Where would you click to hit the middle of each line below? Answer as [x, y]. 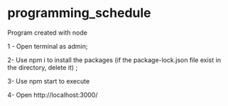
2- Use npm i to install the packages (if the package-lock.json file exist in [114, 60]
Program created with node [47, 33]
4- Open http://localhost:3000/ [53, 95]
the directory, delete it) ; [43, 67]
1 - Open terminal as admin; [48, 46]
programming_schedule [79, 13]
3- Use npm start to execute [49, 81]
